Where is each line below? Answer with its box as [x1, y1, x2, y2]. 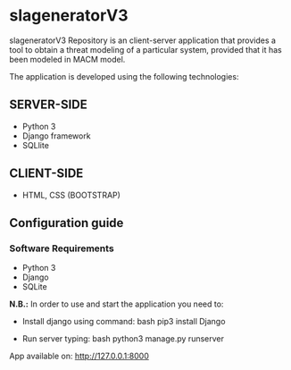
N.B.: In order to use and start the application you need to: [9, 299, 224, 309]
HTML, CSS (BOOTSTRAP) [21, 189, 121, 200]
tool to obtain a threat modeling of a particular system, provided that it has [9, 44, 283, 55]
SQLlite [21, 139, 49, 150]
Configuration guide [9, 215, 124, 231]
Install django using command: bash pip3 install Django [21, 316, 226, 327]
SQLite [21, 282, 47, 292]
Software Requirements [9, 242, 114, 255]
